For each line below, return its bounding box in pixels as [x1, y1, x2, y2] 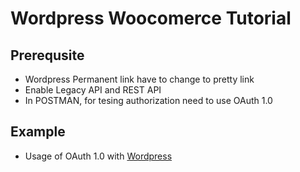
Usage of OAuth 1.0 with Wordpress [24, 150, 173, 162]
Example [10, 123, 66, 141]
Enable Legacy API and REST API [24, 84, 162, 96]
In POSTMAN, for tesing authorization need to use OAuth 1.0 [24, 95, 273, 106]
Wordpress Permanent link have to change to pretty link [24, 73, 255, 85]
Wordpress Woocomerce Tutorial [10, 7, 292, 30]
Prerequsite [10, 47, 85, 64]
